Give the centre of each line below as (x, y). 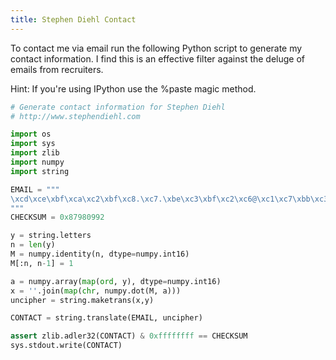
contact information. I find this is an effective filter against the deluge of (158, 58)
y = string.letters (51, 236)
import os (31, 134)
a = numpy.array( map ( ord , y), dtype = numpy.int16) (116, 281)
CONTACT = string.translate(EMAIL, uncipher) (106, 318)
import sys (33, 144)
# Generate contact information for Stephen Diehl (118, 107)
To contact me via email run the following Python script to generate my (156, 48)
